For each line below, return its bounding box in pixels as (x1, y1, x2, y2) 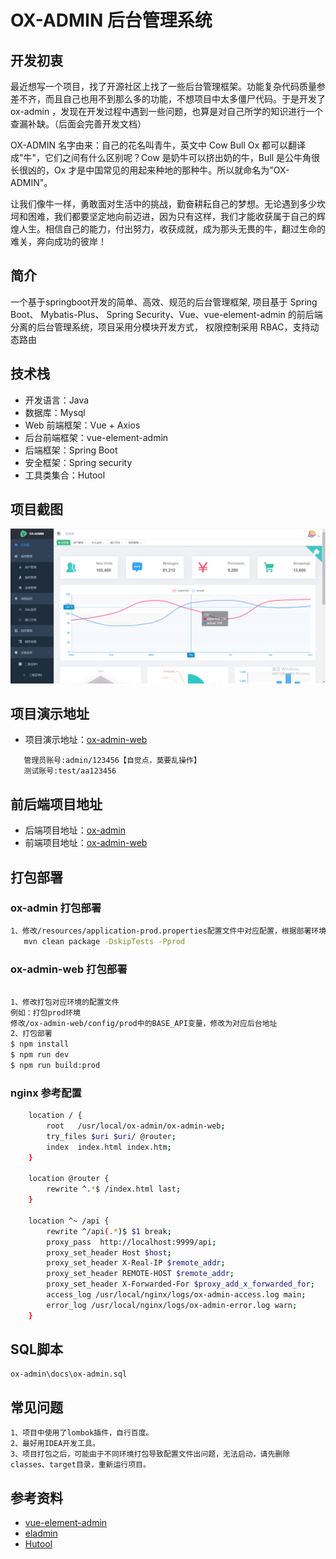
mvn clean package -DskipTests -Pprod (23, 936, 186, 946)
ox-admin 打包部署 (10, 901, 102, 915)
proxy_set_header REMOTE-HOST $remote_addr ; (46, 1269, 235, 1279)
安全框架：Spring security (24, 456, 133, 468)
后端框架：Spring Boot (24, 444, 118, 456)
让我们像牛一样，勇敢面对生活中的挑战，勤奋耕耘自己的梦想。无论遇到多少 (10, 198, 317, 210)
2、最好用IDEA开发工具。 (10, 1439, 100, 1449)
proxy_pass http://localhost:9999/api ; (46, 1237, 217, 1247)
